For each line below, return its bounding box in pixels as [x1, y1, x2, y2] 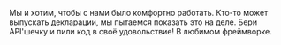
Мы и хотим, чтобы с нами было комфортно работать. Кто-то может [9, 8, 269, 18]
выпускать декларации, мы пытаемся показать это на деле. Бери [9, 17, 258, 27]
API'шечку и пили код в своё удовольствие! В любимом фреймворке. [9, 26, 272, 36]
